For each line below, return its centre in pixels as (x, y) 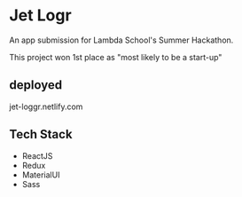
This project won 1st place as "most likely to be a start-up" (116, 57)
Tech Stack (41, 134)
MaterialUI (41, 175)
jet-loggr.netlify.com (46, 106)
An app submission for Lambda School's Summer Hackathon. (121, 40)
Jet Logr (41, 16)
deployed (36, 85)
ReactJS (37, 155)
